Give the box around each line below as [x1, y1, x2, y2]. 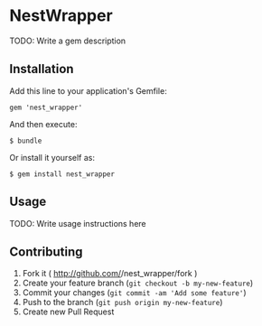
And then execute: [9, 118, 78, 129]
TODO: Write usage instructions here [9, 218, 146, 228]
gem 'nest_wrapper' [9, 103, 83, 112]
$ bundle [9, 136, 42, 145]
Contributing [9, 244, 83, 259]
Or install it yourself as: [9, 152, 95, 163]
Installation [9, 61, 74, 77]
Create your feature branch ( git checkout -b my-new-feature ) [22, 277, 254, 289]
